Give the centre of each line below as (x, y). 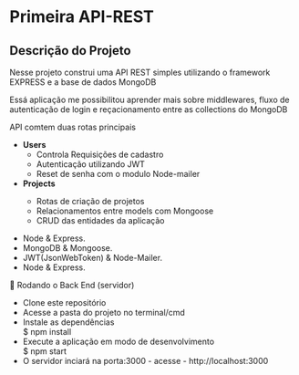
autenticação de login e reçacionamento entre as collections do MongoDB (149, 109)
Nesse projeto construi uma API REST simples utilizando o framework (140, 72)
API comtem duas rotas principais (73, 127)
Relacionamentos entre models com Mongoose (125, 211)
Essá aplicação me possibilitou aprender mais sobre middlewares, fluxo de (149, 99)
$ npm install (47, 332)
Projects (39, 183)
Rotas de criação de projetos (90, 201)
